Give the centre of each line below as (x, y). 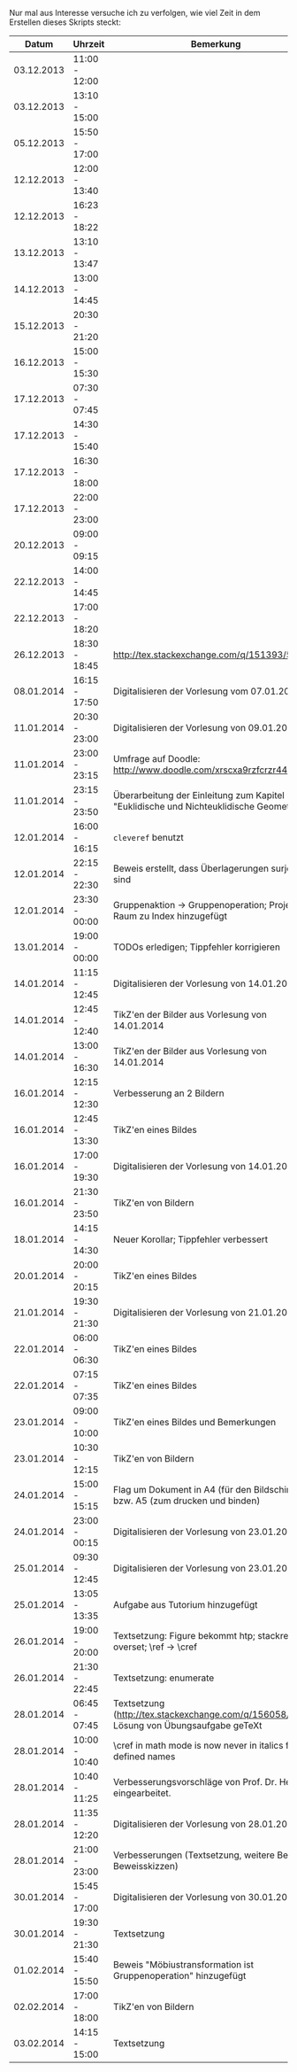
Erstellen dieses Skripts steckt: (65, 22)
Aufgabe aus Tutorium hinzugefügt (186, 1605)
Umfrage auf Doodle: (157, 759)
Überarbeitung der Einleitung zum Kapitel (199, 795)
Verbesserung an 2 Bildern (169, 1093)
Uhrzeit (89, 44)
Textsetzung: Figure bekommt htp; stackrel (202, 1636)
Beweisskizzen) (146, 1866)
